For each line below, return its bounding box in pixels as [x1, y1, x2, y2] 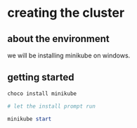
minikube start [7, 115, 52, 122]
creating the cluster [7, 5, 125, 21]
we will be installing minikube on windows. [7, 51, 131, 59]
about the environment [7, 33, 110, 45]
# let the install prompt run [7, 103, 96, 110]
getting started [7, 71, 74, 83]
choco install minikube [7, 90, 77, 97]
